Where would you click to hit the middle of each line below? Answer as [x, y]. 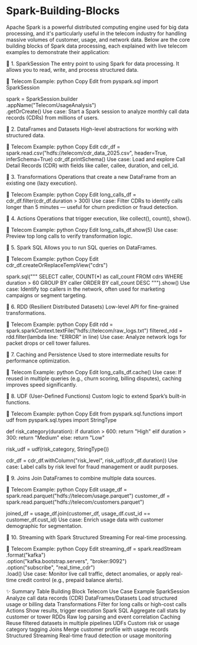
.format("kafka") [26, 555]
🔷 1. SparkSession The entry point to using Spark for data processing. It [93, 64]
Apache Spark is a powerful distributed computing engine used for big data [98, 27]
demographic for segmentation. [44, 526]
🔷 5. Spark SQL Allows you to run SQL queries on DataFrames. [82, 247]
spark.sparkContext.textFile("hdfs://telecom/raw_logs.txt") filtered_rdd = [94, 330]
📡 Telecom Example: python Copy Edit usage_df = [67, 489]
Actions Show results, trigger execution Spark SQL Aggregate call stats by [96, 610]
